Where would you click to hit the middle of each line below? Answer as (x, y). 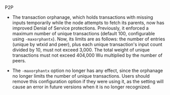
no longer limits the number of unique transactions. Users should (81, 76)
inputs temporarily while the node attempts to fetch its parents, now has (88, 23)
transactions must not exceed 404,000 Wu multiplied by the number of (87, 55)
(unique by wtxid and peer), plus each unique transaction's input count (87, 44)
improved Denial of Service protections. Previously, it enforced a (80, 28)
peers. (19, 61)
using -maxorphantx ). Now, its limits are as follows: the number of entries (89, 39)
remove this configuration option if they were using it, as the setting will (88, 81)
